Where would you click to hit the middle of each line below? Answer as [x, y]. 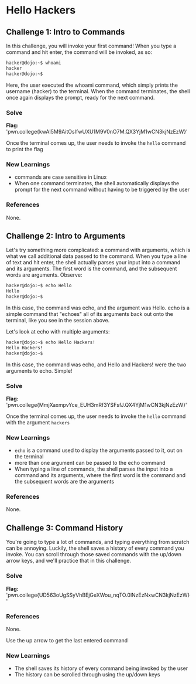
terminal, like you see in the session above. [58, 320]
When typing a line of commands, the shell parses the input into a [94, 469]
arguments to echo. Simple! [39, 370]
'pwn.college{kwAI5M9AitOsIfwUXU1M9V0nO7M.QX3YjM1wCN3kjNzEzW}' [97, 131]
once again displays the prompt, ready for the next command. [80, 97]
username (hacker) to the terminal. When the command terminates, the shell [98, 91]
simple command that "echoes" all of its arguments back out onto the [90, 314]
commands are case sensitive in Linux [61, 177]
